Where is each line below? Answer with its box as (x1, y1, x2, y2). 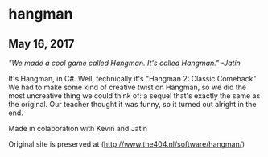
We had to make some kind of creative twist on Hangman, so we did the (8, 82, 247, 92)
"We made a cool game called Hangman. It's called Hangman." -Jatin (8, 58, 241, 68)
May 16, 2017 (8, 37, 75, 51)
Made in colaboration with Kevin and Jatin (8, 124, 147, 133)
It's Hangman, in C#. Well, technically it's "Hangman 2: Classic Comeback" (8, 74, 257, 83)
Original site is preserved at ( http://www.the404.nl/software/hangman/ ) (8, 139, 245, 149)
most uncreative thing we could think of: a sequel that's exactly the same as (8, 91, 261, 101)
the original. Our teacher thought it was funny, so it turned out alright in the (8, 100, 257, 109)
